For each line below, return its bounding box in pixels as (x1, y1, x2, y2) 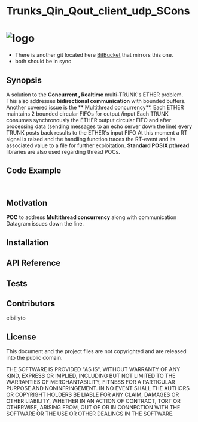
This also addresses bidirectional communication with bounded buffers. (6, 97, 186, 104)
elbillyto (6, 314, 26, 321)
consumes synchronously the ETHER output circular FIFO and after (6, 116, 172, 123)
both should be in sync (14, 58, 72, 65)
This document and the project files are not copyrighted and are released (6, 348, 187, 355)
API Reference (6, 258, 61, 268)
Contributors (6, 299, 56, 309)
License (6, 332, 36, 342)
